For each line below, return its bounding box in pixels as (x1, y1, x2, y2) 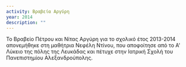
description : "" (6, 19, 46, 25)
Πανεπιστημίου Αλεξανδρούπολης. (6, 54, 93, 62)
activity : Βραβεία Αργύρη (6, 8, 69, 15)
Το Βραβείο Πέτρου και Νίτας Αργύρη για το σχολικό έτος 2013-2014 (6, 36, 176, 43)
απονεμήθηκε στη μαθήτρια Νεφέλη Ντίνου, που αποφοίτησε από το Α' (6, 42, 181, 49)
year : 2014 (6, 14, 33, 20)
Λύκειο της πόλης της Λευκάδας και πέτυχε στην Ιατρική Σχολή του (6, 48, 174, 55)
